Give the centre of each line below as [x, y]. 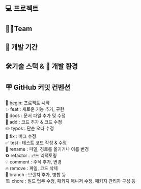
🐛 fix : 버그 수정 [21, 136]
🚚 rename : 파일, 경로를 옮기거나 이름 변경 [47, 149]
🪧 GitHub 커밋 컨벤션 [38, 87]
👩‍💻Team [19, 28]
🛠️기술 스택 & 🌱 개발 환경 [41, 66]
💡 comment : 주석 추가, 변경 [34, 162]
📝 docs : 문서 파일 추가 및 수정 [36, 115]
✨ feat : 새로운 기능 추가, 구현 [35, 109]
